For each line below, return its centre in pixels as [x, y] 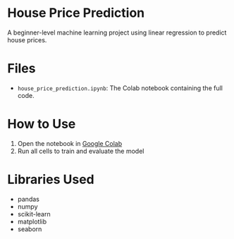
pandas [29, 199]
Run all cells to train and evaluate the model [81, 151]
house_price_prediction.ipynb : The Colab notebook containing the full [120, 88]
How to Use [42, 124]
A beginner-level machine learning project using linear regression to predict [117, 32]
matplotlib [32, 221]
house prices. [27, 39]
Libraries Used [51, 179]
